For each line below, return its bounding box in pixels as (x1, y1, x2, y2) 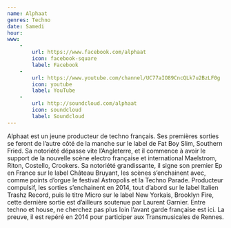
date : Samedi (7, 23, 45, 30)
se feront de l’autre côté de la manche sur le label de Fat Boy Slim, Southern (7, 139, 223, 147)
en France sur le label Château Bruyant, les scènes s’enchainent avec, (7, 169, 206, 177)
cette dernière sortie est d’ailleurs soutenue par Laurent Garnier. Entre (7, 198, 205, 206)
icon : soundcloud (32, 106, 81, 113)
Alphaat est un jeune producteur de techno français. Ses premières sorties (7, 132, 219, 140)
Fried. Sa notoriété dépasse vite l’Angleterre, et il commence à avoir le (7, 146, 206, 155)
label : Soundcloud (32, 113, 85, 120)
